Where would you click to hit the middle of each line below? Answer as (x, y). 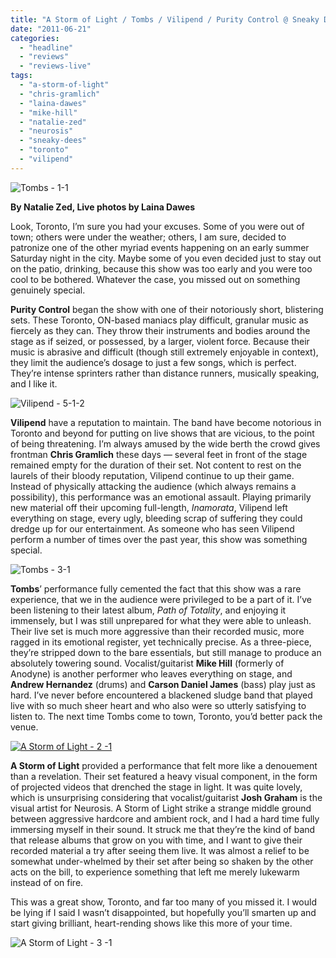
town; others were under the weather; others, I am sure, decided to (148, 237)
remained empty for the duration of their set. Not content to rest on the (156, 465)
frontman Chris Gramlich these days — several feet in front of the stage (159, 454)
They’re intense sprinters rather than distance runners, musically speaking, (165, 373)
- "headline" (46, 47)
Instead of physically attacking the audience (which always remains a (153, 486)
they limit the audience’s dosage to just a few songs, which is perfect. (153, 362)
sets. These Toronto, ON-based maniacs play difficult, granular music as (159, 320)
